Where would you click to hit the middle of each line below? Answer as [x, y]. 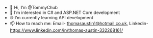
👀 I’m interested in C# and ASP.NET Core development [65, 13]
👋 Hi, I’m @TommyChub [34, 7]
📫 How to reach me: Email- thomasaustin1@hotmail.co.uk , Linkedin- [79, 23]
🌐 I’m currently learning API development [51, 18]
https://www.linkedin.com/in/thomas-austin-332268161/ [66, 30]
